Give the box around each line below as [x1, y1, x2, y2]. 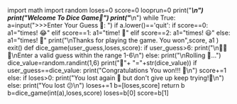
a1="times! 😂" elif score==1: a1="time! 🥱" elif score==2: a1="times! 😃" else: [7, 28, 231, 37]
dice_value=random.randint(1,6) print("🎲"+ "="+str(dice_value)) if [7, 59, 197, 67]
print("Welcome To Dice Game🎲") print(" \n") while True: [7, 13, 176, 22]
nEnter [7, 51, 33, 59]
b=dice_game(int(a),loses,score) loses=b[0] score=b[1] [7, 88, 169, 97]
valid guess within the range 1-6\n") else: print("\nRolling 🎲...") [39, 51, 221, 59]
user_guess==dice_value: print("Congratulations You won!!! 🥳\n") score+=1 [7, 67, 227, 74]
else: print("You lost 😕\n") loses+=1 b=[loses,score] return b [7, 81, 185, 89]
